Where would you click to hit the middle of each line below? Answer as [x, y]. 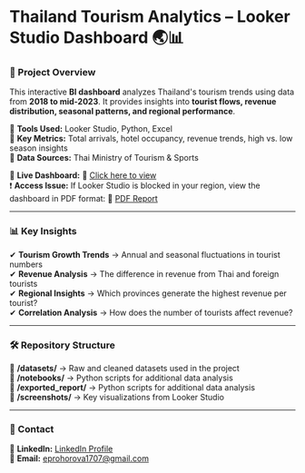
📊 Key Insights [43, 232]
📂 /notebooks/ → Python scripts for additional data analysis [121, 378]
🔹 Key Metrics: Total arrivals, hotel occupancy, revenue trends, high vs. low [151, 139]
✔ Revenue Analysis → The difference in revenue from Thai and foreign [144, 273]
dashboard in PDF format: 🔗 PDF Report [84, 199]
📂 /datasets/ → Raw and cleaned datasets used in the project [125, 369]
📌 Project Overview [53, 73]
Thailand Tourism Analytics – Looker [150, 17]
